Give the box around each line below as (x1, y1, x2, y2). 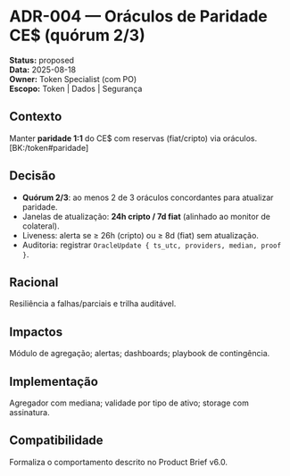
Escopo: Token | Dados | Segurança (9, 83, 143, 94)
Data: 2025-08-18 (9, 64, 77, 75)
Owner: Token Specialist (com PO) (9, 73, 137, 84)
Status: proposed (9, 54, 74, 65)
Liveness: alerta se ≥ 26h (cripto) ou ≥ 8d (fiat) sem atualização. (21, 230, 259, 240)
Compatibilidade (9, 433, 104, 448)
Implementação (9, 373, 98, 389)
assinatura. (9, 407, 51, 417)
